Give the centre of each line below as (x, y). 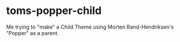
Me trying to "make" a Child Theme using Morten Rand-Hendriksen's (90, 27)
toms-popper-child (54, 11)
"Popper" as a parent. (32, 33)
